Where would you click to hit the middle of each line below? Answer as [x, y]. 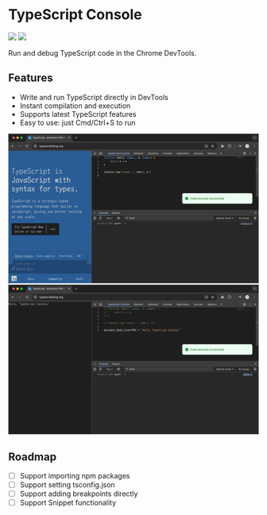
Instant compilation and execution [75, 106]
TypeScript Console [75, 15]
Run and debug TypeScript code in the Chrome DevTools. [103, 52]
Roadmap [33, 457]
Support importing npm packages [75, 476]
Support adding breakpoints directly [79, 494]
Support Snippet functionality [68, 503]
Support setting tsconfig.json [67, 485]
